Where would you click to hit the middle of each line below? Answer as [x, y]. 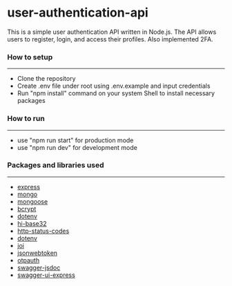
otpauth [28, 260]
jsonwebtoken [37, 253]
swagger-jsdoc [39, 267]
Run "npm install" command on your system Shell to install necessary [116, 93]
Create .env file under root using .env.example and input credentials [114, 86]
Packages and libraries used [56, 165]
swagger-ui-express [46, 275]
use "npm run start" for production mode [75, 140]
